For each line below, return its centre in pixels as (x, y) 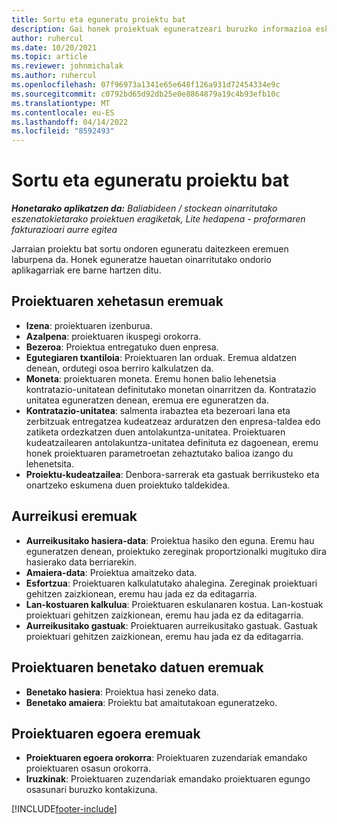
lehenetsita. (49, 463)
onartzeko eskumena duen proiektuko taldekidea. (128, 485)
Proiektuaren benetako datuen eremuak (137, 667)
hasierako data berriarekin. (81, 562)
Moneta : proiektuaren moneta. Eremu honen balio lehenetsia (151, 378)
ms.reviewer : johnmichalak (67, 66)
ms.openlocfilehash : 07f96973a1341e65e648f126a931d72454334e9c (146, 85)
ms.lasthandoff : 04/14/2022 (70, 122)
